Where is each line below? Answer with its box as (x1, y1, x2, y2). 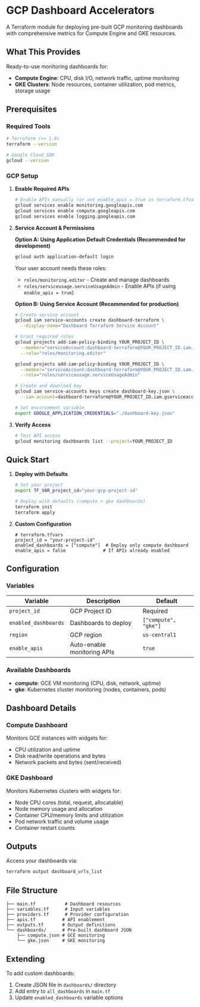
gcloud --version (6, 157, 49, 164)
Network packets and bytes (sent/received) (14, 759, 122, 766)
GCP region (70, 631, 102, 639)
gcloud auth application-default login (14, 254, 114, 260)
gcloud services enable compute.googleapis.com (14, 208, 135, 214)
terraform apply (14, 509, 55, 515)
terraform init (14, 504, 53, 510)
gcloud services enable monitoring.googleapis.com (14, 202, 143, 209)
